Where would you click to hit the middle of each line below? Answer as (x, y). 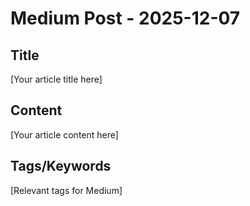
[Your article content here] (64, 134)
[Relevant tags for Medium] (66, 190)
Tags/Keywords (61, 166)
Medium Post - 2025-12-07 (125, 18)
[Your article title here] (56, 79)
